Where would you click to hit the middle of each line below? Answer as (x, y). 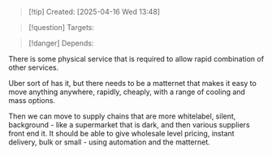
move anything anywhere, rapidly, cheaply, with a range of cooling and (127, 92)
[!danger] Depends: (61, 43)
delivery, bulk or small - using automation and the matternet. (110, 142)
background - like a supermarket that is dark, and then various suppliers (129, 125)
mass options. (32, 100)
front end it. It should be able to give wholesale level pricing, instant (121, 133)
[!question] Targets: (61, 27)
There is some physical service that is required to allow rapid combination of (136, 59)
